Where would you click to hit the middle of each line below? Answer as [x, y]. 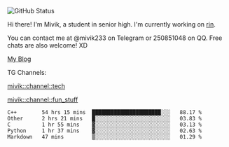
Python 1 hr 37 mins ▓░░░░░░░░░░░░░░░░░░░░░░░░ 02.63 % [104, 131]
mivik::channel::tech [36, 86]
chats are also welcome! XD [48, 45]
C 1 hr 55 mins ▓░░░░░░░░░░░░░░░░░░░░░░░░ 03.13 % [104, 125]
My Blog [19, 59]
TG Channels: [27, 72]
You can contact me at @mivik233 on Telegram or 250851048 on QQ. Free [115, 38]
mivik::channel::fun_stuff [43, 99]
